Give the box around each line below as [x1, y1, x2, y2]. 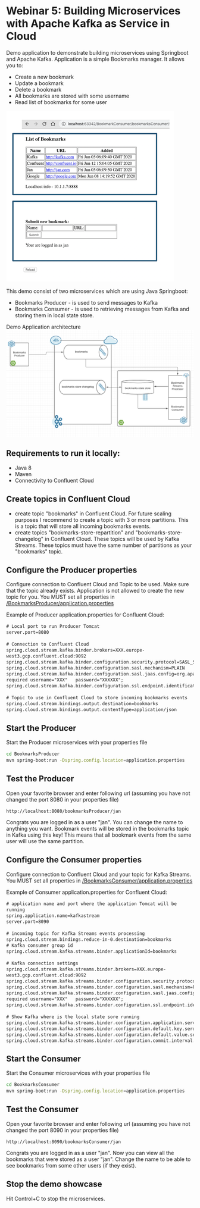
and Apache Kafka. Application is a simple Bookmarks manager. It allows [6, 55, 185, 62]
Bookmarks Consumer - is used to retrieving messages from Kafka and [14, 305, 189, 312]
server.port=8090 [6, 918, 49, 925]
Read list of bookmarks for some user [14, 98, 107, 105]
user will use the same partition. [6, 837, 85, 844]
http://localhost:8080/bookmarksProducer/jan [6, 808, 121, 814]
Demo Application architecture [6, 323, 82, 330]
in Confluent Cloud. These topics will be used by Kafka [44, 535, 180, 542]
